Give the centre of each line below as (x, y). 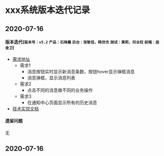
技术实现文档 (25, 108)
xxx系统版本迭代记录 (48, 10)
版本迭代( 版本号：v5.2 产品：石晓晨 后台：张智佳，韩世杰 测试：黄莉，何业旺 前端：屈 (82, 42)
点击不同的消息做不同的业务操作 (60, 90)
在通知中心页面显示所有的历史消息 (62, 103)
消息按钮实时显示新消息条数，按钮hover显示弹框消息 (81, 71)
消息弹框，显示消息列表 (51, 78)
